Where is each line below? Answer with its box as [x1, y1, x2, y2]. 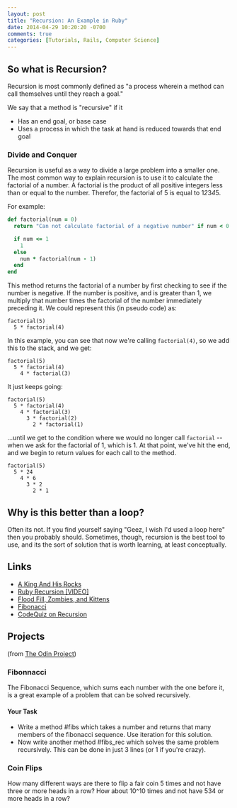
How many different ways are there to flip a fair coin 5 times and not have [7, 779, 221, 788]
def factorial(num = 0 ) [7, 216, 78, 224]
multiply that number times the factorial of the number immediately [7, 296, 202, 305]
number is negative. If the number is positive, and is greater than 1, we [7, 289, 212, 297]
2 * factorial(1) [33, 421, 83, 428]
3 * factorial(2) [25, 415, 78, 422]
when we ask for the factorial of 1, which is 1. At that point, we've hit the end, [7, 441, 231, 449]
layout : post [7, 10, 46, 18]
